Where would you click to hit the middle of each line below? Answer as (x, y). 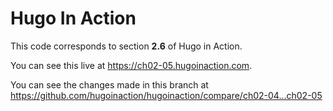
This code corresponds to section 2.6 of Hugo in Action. (126, 46)
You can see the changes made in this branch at (109, 84)
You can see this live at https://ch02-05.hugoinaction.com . (131, 65)
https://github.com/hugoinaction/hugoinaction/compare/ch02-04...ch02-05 (166, 95)
